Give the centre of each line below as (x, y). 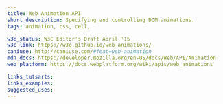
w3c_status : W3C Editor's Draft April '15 (69, 39)
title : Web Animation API (44, 13)
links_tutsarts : (30, 76)
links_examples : (30, 83)
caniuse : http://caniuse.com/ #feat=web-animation (80, 52)
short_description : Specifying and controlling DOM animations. (101, 20)
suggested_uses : (30, 90)
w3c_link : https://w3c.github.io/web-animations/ (80, 45)
